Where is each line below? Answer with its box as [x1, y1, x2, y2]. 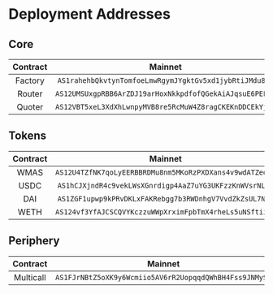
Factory [15, 75, 45, 86]
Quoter [16, 102, 44, 112]
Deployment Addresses [8, 5, 171, 24]
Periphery [8, 234, 60, 248]
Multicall [13, 271, 46, 283]
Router [17, 89, 43, 99]
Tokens [8, 129, 47, 143]
